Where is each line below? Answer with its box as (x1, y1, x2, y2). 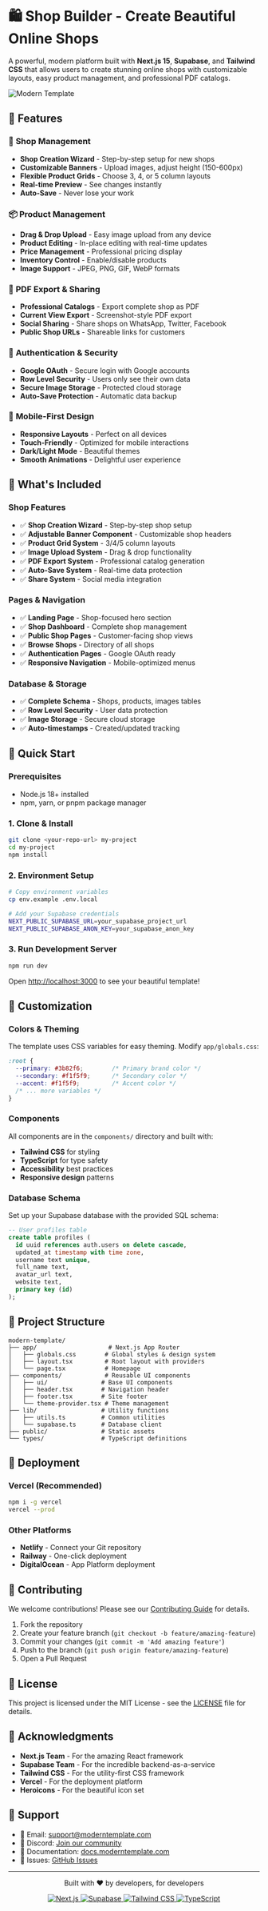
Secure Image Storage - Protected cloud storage (19, 383, 182, 392)
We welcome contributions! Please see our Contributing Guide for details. (8, 1605, 250, 1614)
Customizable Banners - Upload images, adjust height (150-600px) (19, 162, 243, 172)
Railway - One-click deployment (19, 1551, 128, 1561)
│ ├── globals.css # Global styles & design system (8, 1350, 216, 1358)
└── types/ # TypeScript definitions (8, 1434, 187, 1442)
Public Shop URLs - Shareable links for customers (19, 327, 186, 337)
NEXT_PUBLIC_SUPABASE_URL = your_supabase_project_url (8, 917, 187, 925)
